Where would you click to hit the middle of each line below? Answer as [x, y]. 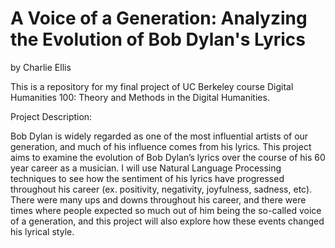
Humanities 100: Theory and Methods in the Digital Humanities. [140, 97]
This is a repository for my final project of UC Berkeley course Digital [152, 86]
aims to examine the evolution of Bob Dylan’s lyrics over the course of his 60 [168, 157]
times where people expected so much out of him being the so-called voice [166, 210]
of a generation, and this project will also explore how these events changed [167, 221]
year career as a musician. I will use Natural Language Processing [146, 168]
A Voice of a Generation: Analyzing [159, 18]
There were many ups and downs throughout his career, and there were [158, 199]
